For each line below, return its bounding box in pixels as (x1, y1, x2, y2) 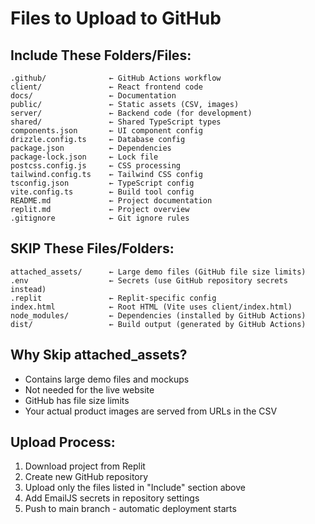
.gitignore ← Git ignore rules (10, 213, 190, 223)
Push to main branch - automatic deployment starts (24, 503, 237, 515)
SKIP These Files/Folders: (10, 240, 175, 257)
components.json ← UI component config (10, 126, 203, 136)
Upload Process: (10, 434, 116, 451)
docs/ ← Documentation (10, 91, 177, 101)
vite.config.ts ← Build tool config (10, 187, 195, 197)
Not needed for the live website (24, 383, 155, 396)
